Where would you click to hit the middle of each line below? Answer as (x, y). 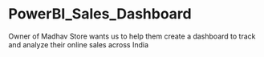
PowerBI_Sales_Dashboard (100, 14)
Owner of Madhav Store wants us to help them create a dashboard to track (132, 36)
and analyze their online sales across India (79, 44)
